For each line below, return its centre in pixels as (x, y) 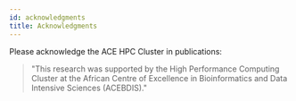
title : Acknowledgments (53, 26)
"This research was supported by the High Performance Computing (155, 69)
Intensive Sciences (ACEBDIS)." (89, 88)
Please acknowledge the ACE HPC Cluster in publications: (116, 51)
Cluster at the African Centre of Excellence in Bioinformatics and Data (159, 78)
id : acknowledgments (48, 17)
